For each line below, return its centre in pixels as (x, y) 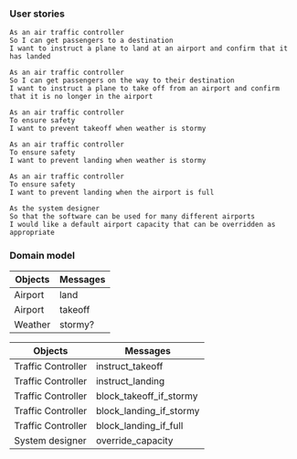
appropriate (32, 233)
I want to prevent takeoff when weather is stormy (108, 129)
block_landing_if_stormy (148, 411)
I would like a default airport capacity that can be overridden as (143, 225)
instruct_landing (130, 380)
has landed (30, 57)
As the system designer (55, 208)
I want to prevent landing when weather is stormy (108, 161)
